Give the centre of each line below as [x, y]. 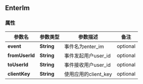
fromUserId [21, 55]
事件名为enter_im [84, 46]
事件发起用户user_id [87, 56]
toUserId [18, 64]
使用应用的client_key [88, 74]
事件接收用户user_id [87, 65]
